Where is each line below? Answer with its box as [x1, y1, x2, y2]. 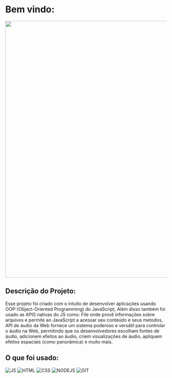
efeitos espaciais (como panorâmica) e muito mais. [5, 338, 113, 345]
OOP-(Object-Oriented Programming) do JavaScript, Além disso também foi [5, 306, 165, 312]
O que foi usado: [5, 353, 59, 363]
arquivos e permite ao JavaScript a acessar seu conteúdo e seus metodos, [5, 317, 163, 323]
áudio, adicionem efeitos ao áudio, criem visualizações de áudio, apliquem [5, 333, 162, 339]
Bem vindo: [5, 4, 55, 15]
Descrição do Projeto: [5, 287, 76, 296]
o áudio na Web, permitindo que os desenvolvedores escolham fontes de [5, 328, 160, 334]
